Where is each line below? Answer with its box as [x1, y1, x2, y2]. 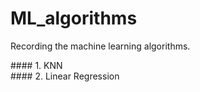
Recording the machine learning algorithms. [10, 40, 191, 52]
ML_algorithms [10, 7, 138, 30]
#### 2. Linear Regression [10, 70, 120, 82]
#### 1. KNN [10, 59, 63, 71]
